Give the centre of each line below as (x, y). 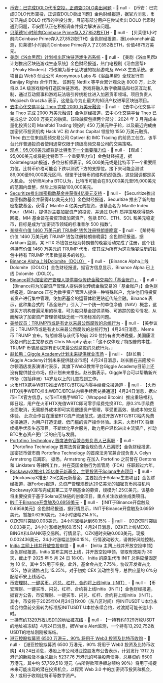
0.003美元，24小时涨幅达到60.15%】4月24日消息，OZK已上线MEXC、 (81, 527)
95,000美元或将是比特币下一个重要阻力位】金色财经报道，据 (71, 156)
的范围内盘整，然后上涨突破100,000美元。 (52, 187)
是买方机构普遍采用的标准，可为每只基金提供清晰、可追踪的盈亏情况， (81, 311)
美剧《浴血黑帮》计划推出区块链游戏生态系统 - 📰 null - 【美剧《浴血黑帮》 (83, 57)
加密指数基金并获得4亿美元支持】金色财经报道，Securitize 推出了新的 (80, 199)
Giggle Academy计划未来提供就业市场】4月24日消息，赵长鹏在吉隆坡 (80, 360)
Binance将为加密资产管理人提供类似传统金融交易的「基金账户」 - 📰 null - (83, 280)
